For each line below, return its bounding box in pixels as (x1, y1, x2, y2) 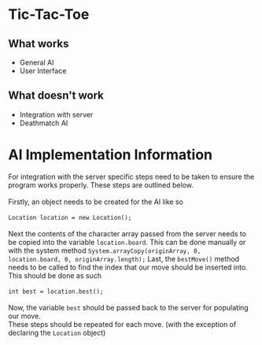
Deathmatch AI (19, 118, 68, 128)
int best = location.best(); (8, 287, 104, 295)
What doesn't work (8, 89, 105, 102)
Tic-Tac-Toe (8, 6, 90, 24)
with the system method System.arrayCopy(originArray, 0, (8, 246, 201, 255)
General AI (19, 57, 54, 67)
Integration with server (19, 109, 94, 119)
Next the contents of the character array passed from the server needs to (8, 228, 246, 238)
